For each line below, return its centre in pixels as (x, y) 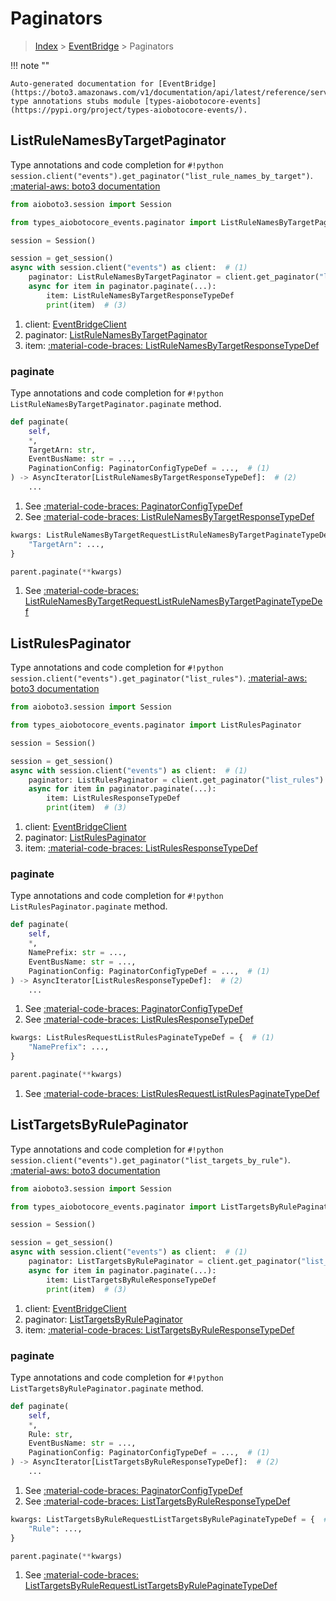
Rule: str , (51, 1434)
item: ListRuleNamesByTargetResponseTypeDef (140, 295)
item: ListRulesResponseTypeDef (114, 798)
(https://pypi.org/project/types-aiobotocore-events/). (129, 110)
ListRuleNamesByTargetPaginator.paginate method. (116, 403)
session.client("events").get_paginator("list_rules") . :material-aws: (159, 678)
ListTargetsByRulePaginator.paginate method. (107, 1388)
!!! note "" (30, 65)
